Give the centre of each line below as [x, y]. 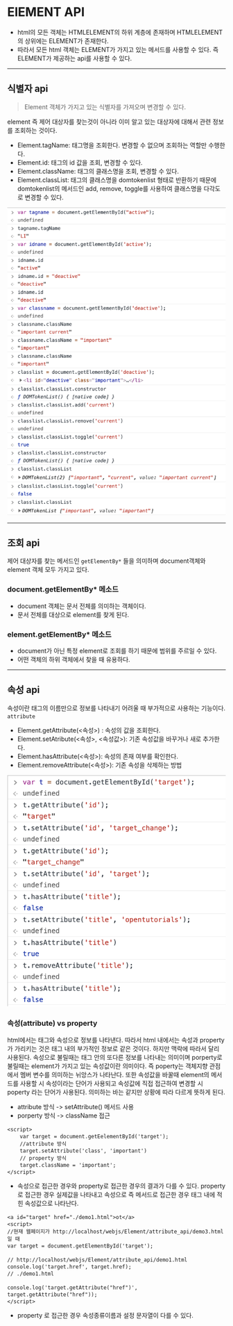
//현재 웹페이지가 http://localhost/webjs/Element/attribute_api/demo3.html [115, 1231]
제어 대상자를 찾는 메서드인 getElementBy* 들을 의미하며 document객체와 [106, 561]
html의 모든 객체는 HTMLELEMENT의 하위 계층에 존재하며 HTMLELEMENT [120, 32]
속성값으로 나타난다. [52, 1203]
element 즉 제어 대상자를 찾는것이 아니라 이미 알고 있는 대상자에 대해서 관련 [109, 122]
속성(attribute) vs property [52, 1024]
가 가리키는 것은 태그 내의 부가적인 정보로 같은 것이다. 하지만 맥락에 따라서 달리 [113, 1048]
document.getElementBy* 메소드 [63, 589]
